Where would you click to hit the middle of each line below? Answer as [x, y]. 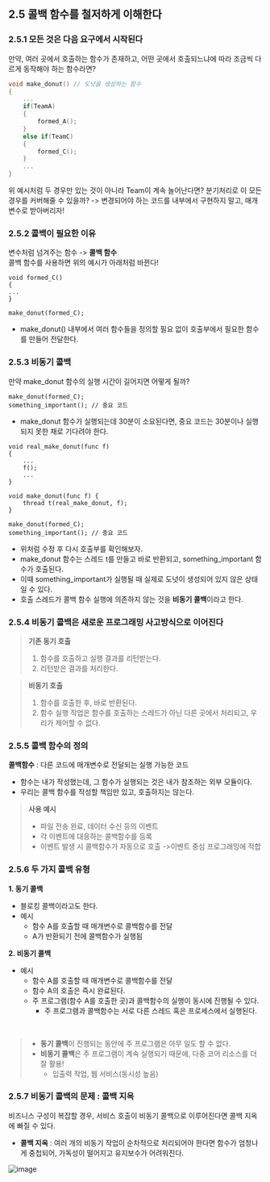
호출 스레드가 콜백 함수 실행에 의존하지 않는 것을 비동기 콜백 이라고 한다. [131, 599]
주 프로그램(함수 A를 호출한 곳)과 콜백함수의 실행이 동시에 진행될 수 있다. [145, 1000]
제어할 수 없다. [78, 723]
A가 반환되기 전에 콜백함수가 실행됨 [87, 936]
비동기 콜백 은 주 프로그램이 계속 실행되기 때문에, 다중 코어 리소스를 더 [148, 1053]
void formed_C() [35, 278]
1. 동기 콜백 [26, 888]
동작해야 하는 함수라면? [60, 69]
